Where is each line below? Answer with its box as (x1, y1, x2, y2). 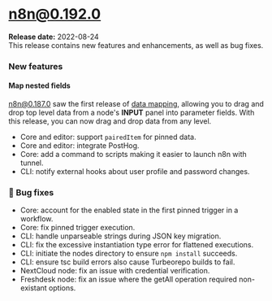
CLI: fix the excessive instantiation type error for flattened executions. (19, 240, 254, 250)
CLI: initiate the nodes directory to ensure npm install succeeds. (19, 249, 238, 259)
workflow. (19, 214, 54, 224)
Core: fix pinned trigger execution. (19, 223, 136, 233)
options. (48, 283, 76, 293)
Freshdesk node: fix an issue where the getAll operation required (19, 274, 238, 285)
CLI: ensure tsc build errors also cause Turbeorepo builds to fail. (19, 257, 235, 267)
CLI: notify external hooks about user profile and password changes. (19, 167, 250, 177)
